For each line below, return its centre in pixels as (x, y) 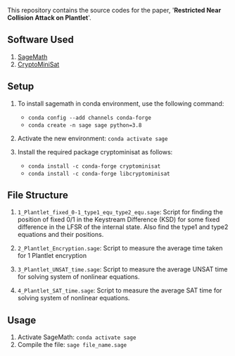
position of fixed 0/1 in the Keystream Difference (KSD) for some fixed (119, 220)
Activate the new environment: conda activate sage (93, 138)
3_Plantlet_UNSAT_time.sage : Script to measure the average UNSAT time (122, 269)
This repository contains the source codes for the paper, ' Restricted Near (114, 10)
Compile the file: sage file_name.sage (72, 345)
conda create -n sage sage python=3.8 (85, 125)
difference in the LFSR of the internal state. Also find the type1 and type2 (123, 227)
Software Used (40, 40)
